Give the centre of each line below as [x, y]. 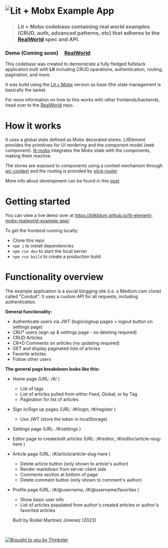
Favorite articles [29, 354]
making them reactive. [29, 156]
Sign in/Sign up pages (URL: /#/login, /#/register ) [64, 409]
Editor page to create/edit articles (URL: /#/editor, [64, 439]
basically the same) [25, 90]
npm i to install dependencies [43, 246]
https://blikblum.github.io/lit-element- [114, 215]
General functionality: [29, 312]
